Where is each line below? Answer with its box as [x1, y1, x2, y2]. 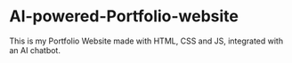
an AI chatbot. [9, 44, 61, 55]
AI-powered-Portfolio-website [9, 6, 239, 27]
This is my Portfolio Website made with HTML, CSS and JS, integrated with [9, 35, 283, 46]
